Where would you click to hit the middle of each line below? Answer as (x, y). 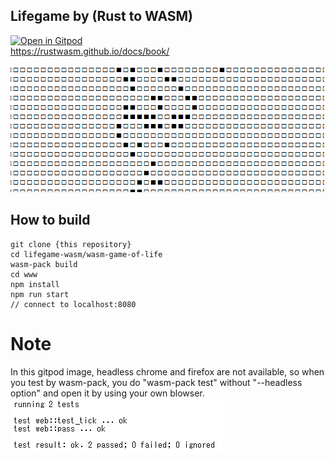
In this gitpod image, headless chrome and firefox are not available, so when (167, 371)
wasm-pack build (44, 264)
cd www (24, 274)
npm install (35, 284)
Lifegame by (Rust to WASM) (101, 16)
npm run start (40, 294)
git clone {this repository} (71, 244)
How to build (50, 220)
